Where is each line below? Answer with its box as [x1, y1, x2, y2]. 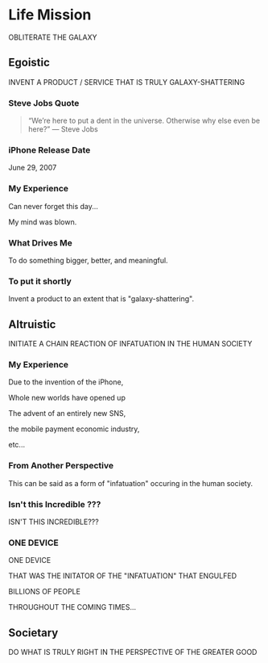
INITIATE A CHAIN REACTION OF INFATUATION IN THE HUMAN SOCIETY [8, 339, 253, 349]
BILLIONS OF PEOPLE [8, 587, 80, 597]
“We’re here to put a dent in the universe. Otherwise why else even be [27, 115, 260, 126]
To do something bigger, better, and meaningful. [8, 255, 168, 265]
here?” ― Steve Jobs [27, 124, 98, 134]
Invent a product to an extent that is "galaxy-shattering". [8, 294, 195, 304]
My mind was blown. [8, 216, 77, 227]
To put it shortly [8, 275, 72, 287]
